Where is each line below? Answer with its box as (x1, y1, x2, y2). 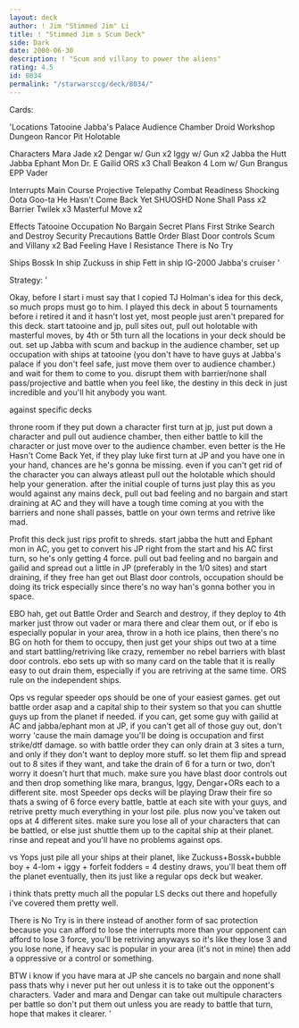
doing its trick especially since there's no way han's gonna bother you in (9, 581, 276, 592)
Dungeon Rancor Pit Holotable (9, 131, 120, 141)
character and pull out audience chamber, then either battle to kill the (9, 431, 263, 442)
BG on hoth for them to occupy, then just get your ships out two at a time (9, 636, 277, 647)
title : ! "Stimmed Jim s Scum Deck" (9, 29, 145, 38)
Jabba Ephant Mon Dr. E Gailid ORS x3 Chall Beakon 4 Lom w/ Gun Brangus (9, 157, 288, 168)
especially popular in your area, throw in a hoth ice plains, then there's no (9, 627, 279, 637)
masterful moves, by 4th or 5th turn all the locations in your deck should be (9, 330, 286, 341)
